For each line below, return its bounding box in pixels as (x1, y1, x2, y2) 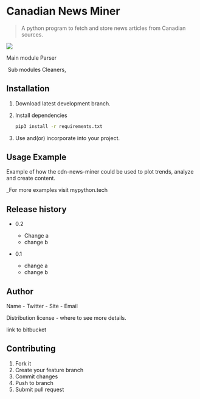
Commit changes (15, 373, 58, 380)
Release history (6, 204, 67, 214)
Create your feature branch (15, 366, 84, 373)
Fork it (15, 359, 32, 367)
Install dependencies (15, 111, 68, 119)
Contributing (6, 344, 56, 354)
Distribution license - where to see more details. (6, 314, 126, 322)
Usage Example (6, 152, 67, 163)
